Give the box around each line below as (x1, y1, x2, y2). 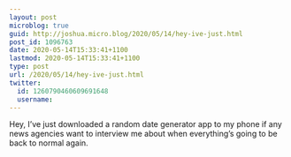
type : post (9, 63, 50, 71)
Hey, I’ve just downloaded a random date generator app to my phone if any (9, 119, 283, 130)
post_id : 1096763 (9, 37, 73, 47)
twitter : (9, 78, 42, 87)
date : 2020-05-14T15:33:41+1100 (9, 46, 128, 55)
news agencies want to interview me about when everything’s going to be (9, 129, 278, 139)
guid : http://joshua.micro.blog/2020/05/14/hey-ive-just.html (9, 29, 243, 38)
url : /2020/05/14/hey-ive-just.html (9, 71, 144, 79)
